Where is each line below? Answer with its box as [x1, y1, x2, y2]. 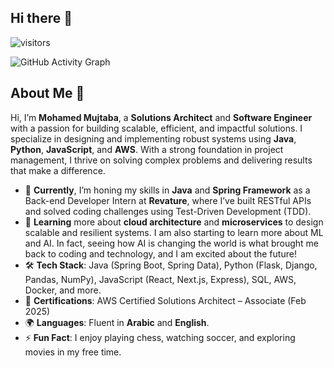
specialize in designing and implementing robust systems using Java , [10, 132, 297, 145]
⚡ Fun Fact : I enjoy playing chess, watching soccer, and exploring [24, 331, 296, 343]
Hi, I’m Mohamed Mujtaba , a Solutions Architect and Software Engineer [10, 111, 313, 123]
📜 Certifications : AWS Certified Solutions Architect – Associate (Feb [24, 294, 307, 306]
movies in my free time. [24, 346, 122, 358]
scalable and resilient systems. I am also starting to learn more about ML [24, 226, 324, 238]
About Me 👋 [10, 85, 85, 102]
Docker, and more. [24, 284, 102, 296]
